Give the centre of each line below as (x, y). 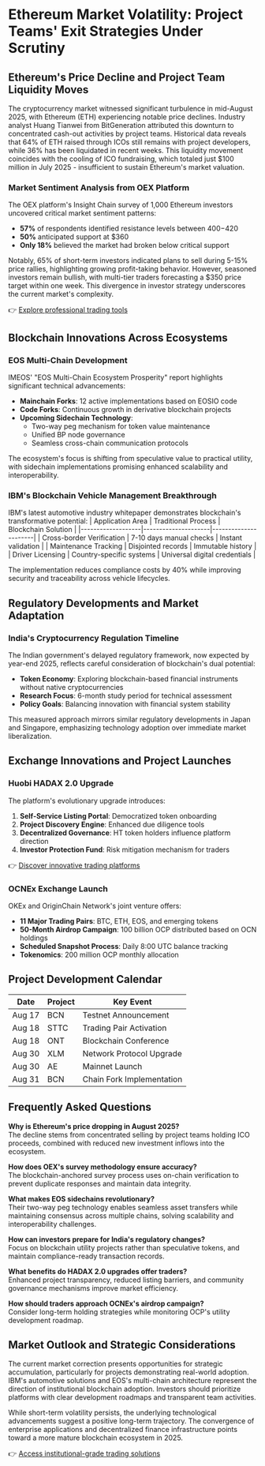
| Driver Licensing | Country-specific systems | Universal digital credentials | (132, 555)
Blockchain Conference (126, 1040)
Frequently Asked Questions (80, 1107)
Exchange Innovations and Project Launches (120, 761)
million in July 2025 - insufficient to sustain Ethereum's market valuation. (127, 167)
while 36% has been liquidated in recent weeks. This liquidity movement (126, 150)
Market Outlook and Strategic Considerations (122, 1345)
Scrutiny (37, 48)
